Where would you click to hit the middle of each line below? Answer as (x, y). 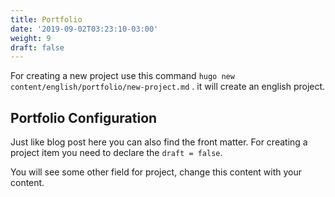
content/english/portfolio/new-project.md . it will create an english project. (168, 87)
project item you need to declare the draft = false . (116, 153)
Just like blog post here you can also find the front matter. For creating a (159, 142)
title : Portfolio (46, 19)
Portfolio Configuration (84, 117)
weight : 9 (31, 38)
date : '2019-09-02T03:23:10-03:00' (84, 29)
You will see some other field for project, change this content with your (156, 172)
